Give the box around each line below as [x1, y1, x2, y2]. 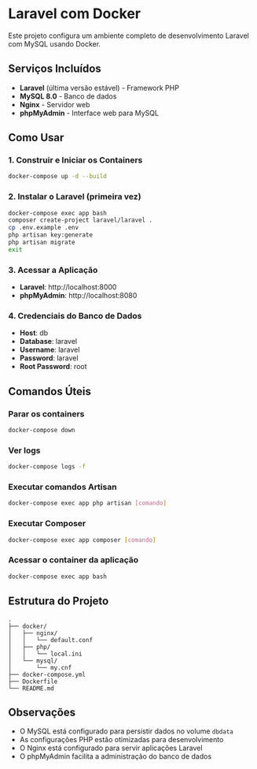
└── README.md [8, 684, 55, 692]
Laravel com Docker [8, 5, 141, 23]
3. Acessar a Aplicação [8, 264, 98, 275]
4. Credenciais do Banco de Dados [8, 311, 142, 322]
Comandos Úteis [8, 384, 92, 398]
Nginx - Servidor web [19, 99, 90, 109]
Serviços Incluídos [8, 62, 102, 76]
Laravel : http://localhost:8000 [19, 282, 117, 292]
